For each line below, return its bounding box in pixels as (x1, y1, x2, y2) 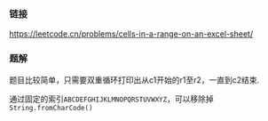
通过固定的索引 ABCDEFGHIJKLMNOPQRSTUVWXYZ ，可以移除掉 (9, 93, 215, 104)
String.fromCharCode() (9, 103, 93, 112)
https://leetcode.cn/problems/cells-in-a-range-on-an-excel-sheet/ (9, 28, 254, 39)
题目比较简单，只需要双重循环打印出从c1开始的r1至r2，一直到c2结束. (9, 74, 260, 85)
